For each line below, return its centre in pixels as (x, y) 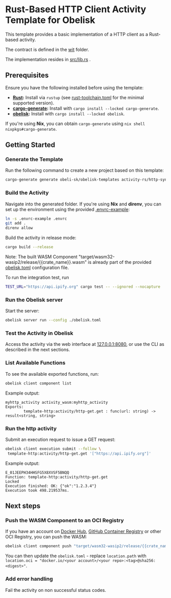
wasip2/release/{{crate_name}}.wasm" (46, 262)
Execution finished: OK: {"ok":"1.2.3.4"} (51, 486)
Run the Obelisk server (34, 300)
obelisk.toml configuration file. (37, 267)
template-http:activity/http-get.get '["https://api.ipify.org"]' (79, 454)
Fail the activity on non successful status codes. (56, 590)
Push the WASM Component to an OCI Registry (65, 520)
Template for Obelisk (50, 20)
